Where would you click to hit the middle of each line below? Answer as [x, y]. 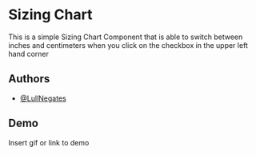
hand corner [29, 54]
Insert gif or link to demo [49, 142]
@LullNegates [43, 98]
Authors [29, 79]
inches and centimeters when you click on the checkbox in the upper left [128, 45]
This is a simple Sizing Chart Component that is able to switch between [126, 37]
